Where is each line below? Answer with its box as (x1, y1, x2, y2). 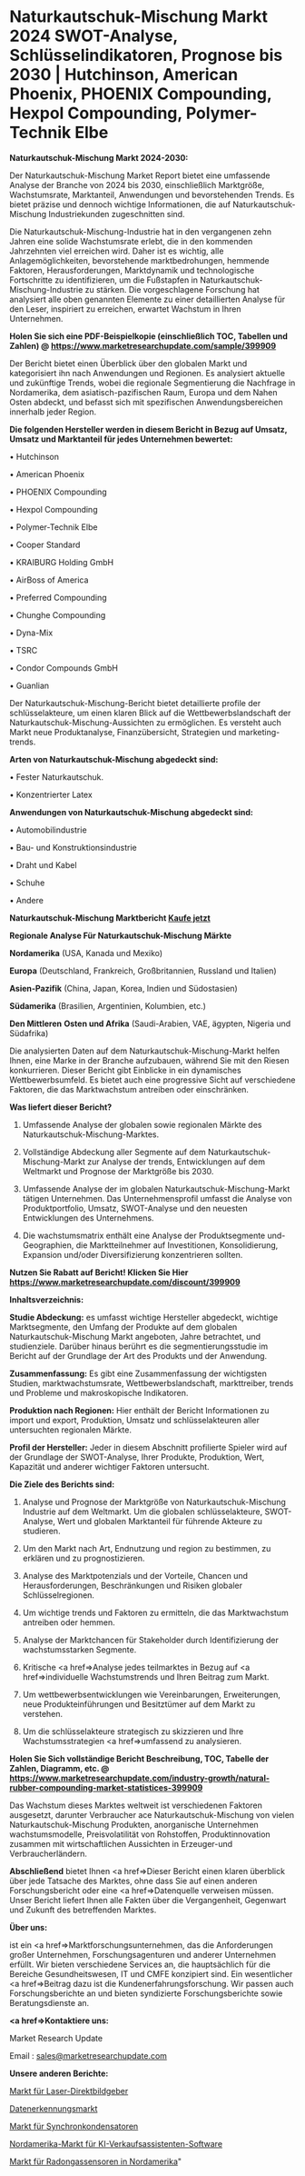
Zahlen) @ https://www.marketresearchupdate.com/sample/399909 (9, 340, 277, 351)
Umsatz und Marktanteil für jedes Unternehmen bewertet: (9, 434, 233, 444)
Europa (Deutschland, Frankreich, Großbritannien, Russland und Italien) (9, 965, 277, 976)
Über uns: (9, 1921, 48, 1932)
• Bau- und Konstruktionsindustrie (9, 842, 138, 853)
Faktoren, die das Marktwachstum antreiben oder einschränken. (9, 1083, 250, 1094)
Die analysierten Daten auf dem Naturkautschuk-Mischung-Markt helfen (9, 1045, 280, 1056)
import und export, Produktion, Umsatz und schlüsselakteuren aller (9, 1414, 261, 1425)
